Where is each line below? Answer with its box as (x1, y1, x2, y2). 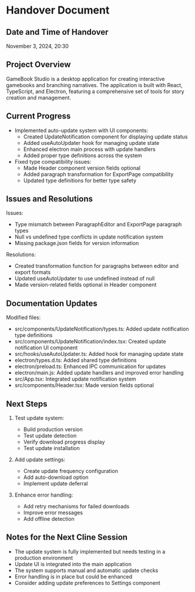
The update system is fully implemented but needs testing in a (14, 548, 166, 555)
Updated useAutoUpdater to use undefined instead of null (14, 275, 155, 282)
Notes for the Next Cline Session (6, 533, 128, 543)
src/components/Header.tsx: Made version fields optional (14, 382, 154, 389)
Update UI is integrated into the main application (14, 560, 132, 567)
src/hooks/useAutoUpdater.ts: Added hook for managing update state (14, 350, 184, 358)
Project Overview (6, 59, 71, 70)
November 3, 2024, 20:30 (6, 42, 69, 49)
